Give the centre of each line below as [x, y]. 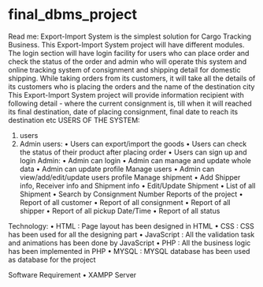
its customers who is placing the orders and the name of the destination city [131, 86]
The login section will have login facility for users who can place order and [129, 53]
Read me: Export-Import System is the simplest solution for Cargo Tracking [130, 36]
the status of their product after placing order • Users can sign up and [133, 152]
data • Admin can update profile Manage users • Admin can [117, 169]
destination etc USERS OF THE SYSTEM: [74, 120]
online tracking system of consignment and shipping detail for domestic [125, 69]
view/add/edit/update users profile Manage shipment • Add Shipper [130, 177]
